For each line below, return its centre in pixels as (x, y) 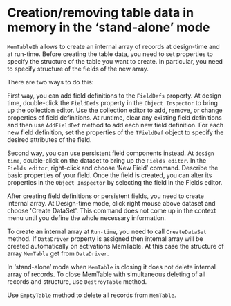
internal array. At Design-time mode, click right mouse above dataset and (111, 203)
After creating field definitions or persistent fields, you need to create (105, 196)
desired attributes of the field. (49, 139)
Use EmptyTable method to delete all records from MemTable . (92, 295)
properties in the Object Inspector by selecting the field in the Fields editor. (115, 182)
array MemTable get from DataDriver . (58, 253)
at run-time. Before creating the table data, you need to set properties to (110, 54)
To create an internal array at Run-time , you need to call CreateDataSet (107, 231)
